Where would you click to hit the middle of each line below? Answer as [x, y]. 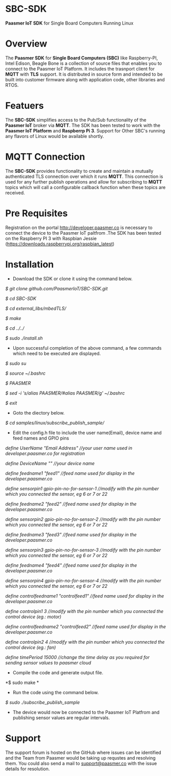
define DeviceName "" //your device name [50, 463]
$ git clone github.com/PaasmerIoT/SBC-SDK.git [57, 288]
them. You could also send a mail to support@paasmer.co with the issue [81, 763]
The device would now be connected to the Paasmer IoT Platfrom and [86, 712]
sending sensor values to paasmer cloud [48, 663]
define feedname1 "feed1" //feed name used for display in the [70, 473]
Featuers [25, 106]
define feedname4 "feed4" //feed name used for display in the [71, 565]
